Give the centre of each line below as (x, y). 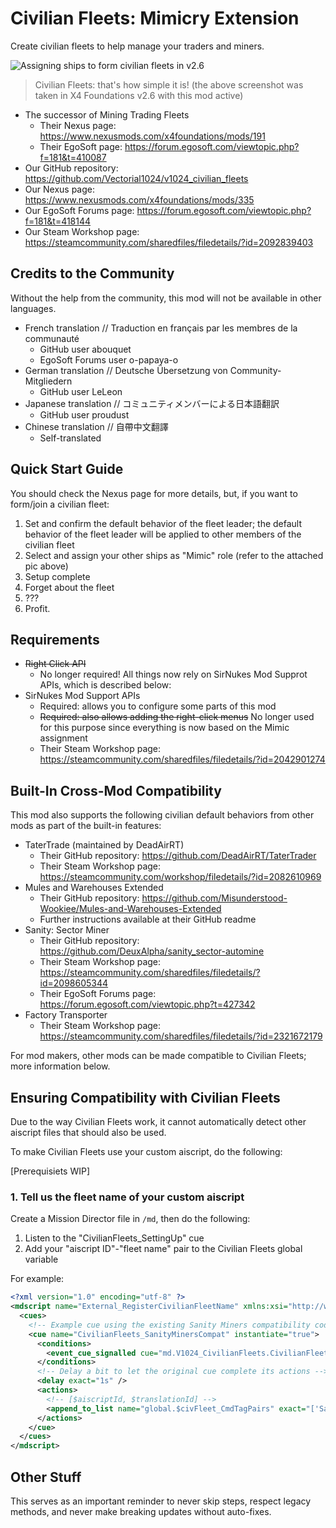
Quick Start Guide (67, 469)
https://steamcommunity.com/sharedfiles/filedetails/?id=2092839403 (169, 242)
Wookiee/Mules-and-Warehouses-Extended (130, 909)
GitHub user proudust (84, 414)
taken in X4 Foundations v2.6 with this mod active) (139, 95)
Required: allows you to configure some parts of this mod (158, 706)
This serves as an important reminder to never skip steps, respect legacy (161, 1501)
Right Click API (55, 664)
